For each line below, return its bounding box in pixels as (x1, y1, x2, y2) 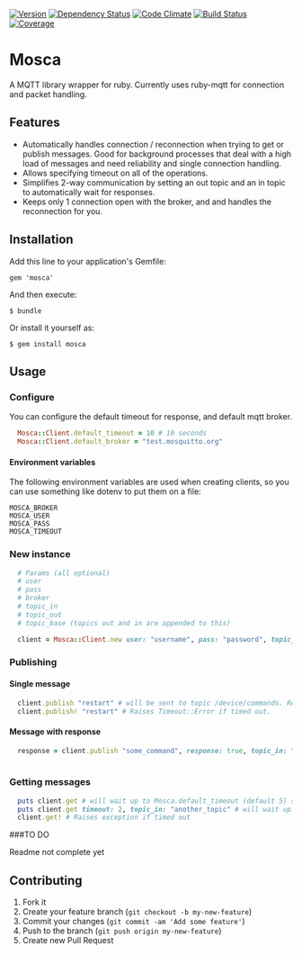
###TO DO (9, 829, 49, 841)
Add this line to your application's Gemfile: (9, 256, 166, 266)
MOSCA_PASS (9, 519, 50, 528)
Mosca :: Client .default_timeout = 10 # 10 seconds (17, 428, 207, 438)
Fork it (22, 896, 47, 908)
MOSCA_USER (9, 511, 50, 521)
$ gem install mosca (9, 339, 87, 348)
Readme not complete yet (9, 847, 105, 858)
